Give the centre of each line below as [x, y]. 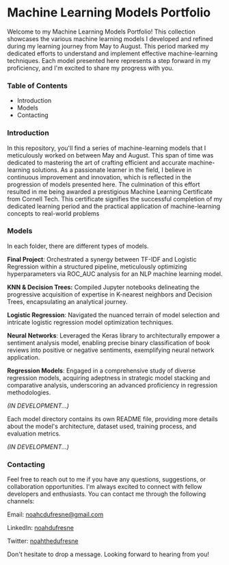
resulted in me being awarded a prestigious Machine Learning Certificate [110, 191]
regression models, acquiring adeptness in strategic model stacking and [109, 377]
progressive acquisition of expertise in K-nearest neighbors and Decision [110, 294]
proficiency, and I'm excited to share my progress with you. [91, 68]
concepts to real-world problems [53, 213]
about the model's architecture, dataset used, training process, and [102, 426]
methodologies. [29, 392]
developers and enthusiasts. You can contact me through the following [107, 494]
